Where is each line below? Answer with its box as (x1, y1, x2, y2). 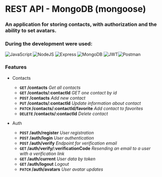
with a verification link (19, 150, 65, 156)
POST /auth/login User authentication (19, 135, 94, 141)
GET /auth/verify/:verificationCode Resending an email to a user (19, 145, 151, 151)
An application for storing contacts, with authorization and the (5, 21, 157, 28)
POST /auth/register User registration (19, 129, 94, 136)
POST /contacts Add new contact (19, 95, 86, 101)
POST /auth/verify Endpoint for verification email (19, 140, 117, 146)
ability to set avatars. (5, 27, 56, 34)
